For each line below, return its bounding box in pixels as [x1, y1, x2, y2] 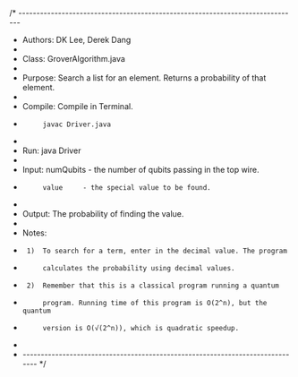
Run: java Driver [21, 145, 81, 156]
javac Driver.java [42, 120, 112, 129]
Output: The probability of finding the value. [21, 209, 184, 218]
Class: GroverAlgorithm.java [21, 54, 125, 64]
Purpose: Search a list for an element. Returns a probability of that [21, 73, 267, 83]
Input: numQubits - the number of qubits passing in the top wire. [21, 165, 260, 175]
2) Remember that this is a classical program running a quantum [26, 281, 279, 290]
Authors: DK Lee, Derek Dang [21, 35, 132, 45]
